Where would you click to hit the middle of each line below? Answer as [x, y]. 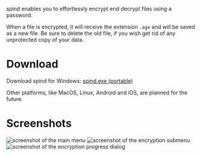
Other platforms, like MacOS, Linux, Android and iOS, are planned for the [97, 93]
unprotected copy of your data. [45, 40]
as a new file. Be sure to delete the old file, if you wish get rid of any [91, 33]
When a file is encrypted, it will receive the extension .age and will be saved [101, 27]
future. [15, 99]
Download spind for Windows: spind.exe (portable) [70, 80]
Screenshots [39, 124]
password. [19, 15]
